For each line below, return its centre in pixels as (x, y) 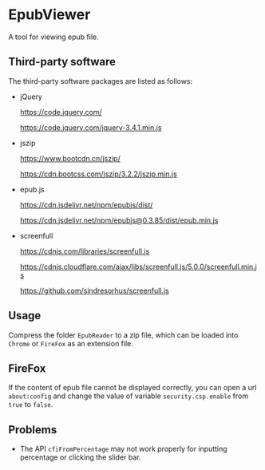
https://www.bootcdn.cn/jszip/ (70, 158)
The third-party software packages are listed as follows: (101, 81)
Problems (33, 430)
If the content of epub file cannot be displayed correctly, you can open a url (132, 388)
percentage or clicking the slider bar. (80, 457)
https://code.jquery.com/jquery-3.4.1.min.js (91, 127)
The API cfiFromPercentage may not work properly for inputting (123, 449)
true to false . (31, 405)
